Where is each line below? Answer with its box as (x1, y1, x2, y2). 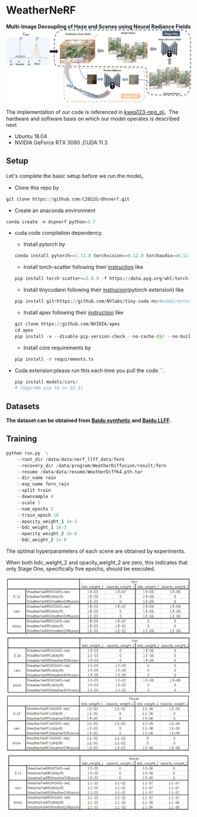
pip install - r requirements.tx (14, 356, 94, 362)
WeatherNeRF (6, 4, 76, 17)
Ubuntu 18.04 (14, 133, 47, 140)
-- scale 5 (16, 500, 41, 506)
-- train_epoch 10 (16, 512, 59, 518)
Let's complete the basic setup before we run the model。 (6, 172, 147, 179)
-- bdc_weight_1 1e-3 (16, 525, 67, 530)
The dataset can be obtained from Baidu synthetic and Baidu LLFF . (6, 417, 172, 424)
